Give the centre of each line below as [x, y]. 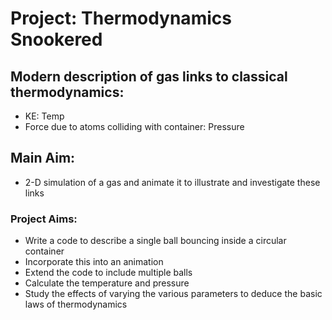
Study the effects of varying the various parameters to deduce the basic [173, 294]
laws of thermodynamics [76, 304]
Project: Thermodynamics [121, 18]
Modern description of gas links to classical [149, 76]
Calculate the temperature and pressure [107, 283]
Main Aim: [43, 158]
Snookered [56, 39]
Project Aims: [44, 219]
